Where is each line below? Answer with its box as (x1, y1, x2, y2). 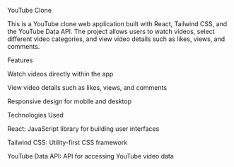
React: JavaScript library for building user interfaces (7, 125, 160, 133)
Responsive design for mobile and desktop (7, 97, 132, 105)
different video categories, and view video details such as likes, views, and (7, 35, 226, 43)
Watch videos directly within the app (7, 70, 114, 78)
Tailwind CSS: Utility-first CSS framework (7, 138, 128, 146)
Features (7, 56, 33, 64)
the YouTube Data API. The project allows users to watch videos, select (7, 28, 215, 35)
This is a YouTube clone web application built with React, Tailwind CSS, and (7, 20, 228, 28)
